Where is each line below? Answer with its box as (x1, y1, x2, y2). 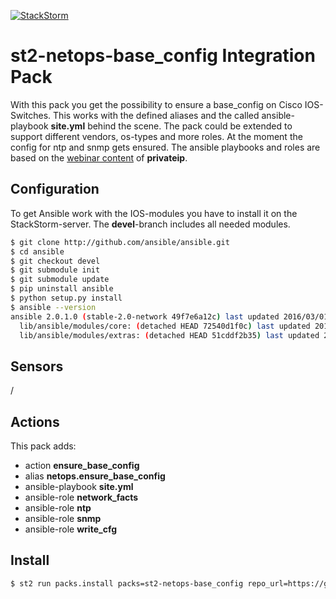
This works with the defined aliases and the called (53, 109, 260, 121)
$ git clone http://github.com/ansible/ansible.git (10, 237, 230, 247)
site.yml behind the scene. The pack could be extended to (50, 120, 293, 132)
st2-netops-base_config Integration (10, 45, 316, 67)
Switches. (10, 109, 52, 121)
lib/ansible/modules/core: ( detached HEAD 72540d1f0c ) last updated (19, 321, 311, 331)
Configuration (10, 181, 100, 198)
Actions (10, 413, 60, 430)
